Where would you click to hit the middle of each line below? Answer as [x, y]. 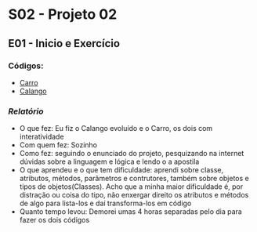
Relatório [26, 111]
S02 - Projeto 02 [63, 14]
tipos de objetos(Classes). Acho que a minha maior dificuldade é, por [131, 187]
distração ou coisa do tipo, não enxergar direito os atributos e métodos [134, 195]
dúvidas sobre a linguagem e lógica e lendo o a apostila [109, 161]
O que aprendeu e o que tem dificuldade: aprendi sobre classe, [121, 170]
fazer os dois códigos [54, 220]
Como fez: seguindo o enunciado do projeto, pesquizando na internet [132, 154]
